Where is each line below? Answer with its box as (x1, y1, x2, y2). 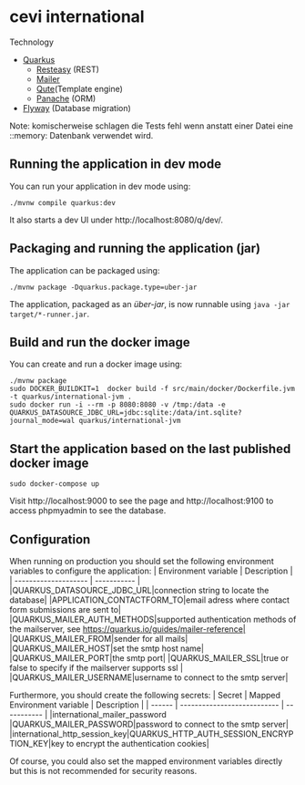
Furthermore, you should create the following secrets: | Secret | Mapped (9, 690, 280, 700)
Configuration (9, 532, 91, 547)
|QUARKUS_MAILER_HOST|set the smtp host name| (9, 643, 205, 654)
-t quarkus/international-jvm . (9, 392, 132, 402)
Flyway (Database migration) (22, 102, 132, 113)
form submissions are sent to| (9, 604, 121, 615)
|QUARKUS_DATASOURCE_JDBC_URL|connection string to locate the (9, 585, 269, 595)
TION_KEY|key (9, 739, 66, 749)
